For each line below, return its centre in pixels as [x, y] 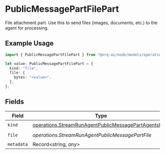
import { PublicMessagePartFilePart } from [50, 55]
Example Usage [29, 44]
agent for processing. [27, 28]
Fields [15, 102]
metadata [18, 144]
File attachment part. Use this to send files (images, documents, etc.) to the [82, 23]
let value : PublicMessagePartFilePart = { [49, 63]
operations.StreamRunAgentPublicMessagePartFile [92, 135]
